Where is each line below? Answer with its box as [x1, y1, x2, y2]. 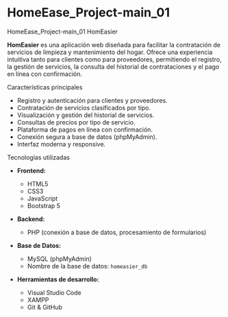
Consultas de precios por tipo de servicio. [16, 118, 136, 126]
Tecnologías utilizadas [7, 153, 71, 162]
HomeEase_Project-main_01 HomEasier [7, 27, 118, 36]
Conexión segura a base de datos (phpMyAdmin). [16, 132, 157, 141]
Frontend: [16, 166, 46, 175]
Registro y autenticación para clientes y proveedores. [16, 96, 168, 104]
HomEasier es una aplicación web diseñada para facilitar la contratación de [7, 40, 221, 49]
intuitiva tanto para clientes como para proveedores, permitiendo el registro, [7, 55, 222, 63]
